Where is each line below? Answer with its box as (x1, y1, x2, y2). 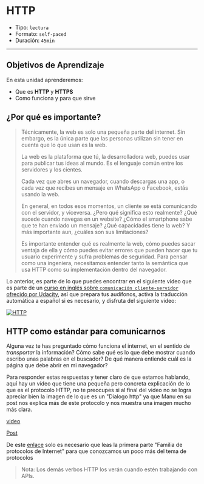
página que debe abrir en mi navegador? (6, 362, 108, 369)
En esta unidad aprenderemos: (6, 76, 83, 83)
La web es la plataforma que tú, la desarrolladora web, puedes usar (21, 153, 190, 160)
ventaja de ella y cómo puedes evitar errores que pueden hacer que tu (21, 246, 198, 254)
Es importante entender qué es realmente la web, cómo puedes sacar (21, 240, 196, 247)
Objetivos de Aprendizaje (6, 60, 104, 71)
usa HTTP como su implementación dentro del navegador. (21, 266, 167, 273)
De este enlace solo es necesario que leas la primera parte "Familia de (6, 441, 183, 449)
